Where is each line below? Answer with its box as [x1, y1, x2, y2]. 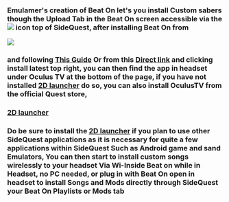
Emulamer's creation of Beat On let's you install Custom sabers [7, 5, 222, 15]
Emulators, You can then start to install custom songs [7, 152, 189, 161]
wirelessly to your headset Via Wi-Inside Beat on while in [7, 161, 201, 170]
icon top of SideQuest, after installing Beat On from [15, 23, 189, 32]
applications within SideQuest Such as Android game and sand [7, 144, 221, 153]
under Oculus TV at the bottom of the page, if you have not [7, 72, 207, 82]
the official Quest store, [7, 89, 88, 99]
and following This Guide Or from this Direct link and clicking [7, 55, 213, 65]
